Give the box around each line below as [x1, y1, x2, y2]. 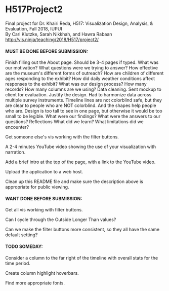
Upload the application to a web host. [5, 169, 83, 175]
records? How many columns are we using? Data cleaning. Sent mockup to [5, 86, 162, 92]
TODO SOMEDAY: [5, 243, 43, 249]
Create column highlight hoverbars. [5, 270, 79, 276]
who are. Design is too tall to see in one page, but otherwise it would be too [5, 108, 163, 114]
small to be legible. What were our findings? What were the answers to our [5, 113, 161, 120]
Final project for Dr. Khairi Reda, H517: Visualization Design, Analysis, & [5, 20, 153, 26]
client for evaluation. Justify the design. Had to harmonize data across [5, 92, 152, 98]
